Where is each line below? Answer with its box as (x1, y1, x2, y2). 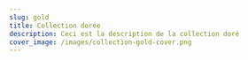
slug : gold (9, 12, 50, 22)
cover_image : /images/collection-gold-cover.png (9, 37, 192, 47)
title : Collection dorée (9, 21, 101, 30)
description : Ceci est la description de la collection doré (9, 29, 240, 38)
